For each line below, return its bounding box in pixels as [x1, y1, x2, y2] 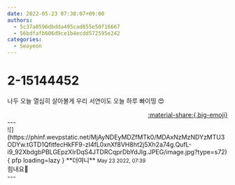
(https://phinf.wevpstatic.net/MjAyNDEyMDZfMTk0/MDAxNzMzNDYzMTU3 [7, 133, 225, 141]
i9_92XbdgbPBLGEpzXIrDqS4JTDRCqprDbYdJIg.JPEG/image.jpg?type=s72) [7, 147, 227, 156]
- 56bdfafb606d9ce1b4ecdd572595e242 [13, 29, 120, 37]
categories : [7, 36, 42, 43]
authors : [7, 17, 33, 24]
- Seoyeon [13, 43, 42, 50]
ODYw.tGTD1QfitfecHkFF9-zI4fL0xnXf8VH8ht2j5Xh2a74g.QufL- [7, 140, 192, 149]
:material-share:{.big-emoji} [148, 110, 228, 119]
